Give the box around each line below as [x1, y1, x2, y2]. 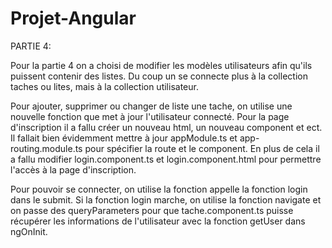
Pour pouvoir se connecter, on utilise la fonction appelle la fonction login [10, 183, 308, 195]
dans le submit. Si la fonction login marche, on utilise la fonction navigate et [10, 193, 322, 206]
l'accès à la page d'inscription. [10, 163, 137, 176]
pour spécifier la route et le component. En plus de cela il [84, 142, 320, 154]
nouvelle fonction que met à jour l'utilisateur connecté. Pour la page [10, 110, 290, 122]
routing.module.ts [10, 142, 83, 154]
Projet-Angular [10, 7, 137, 30]
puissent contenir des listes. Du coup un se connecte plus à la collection [10, 70, 308, 82]
